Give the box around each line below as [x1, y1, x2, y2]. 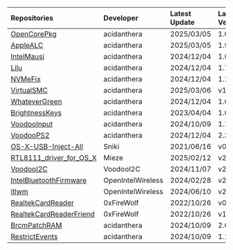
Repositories [10, 13, 53, 23]
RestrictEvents [10, 232, 58, 241]
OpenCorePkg [10, 29, 57, 39]
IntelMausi [10, 52, 45, 61]
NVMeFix [10, 74, 41, 84]
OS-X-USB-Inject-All [10, 142, 83, 151]
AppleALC [10, 41, 44, 50]
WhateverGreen [10, 97, 62, 106]
